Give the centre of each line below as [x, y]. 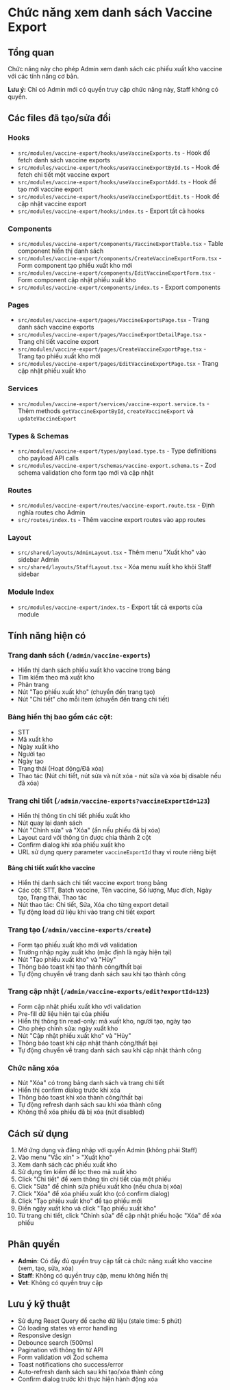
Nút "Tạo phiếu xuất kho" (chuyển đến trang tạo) [87, 692]
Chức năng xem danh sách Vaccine [110, 13]
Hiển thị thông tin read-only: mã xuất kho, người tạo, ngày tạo [104, 1021]
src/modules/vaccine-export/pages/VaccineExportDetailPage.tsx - [112, 334]
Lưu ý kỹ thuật [39, 1304]
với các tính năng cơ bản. [43, 76]
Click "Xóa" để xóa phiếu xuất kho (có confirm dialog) [94, 1193]
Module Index [31, 592]
